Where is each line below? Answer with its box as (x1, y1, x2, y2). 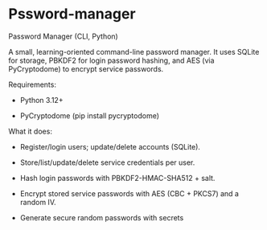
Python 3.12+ (19, 95, 64, 105)
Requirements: (8, 80, 56, 89)
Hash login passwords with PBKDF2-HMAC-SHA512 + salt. (19, 173, 216, 183)
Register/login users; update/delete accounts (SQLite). (19, 142, 201, 151)
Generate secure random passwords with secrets (19, 212, 184, 222)
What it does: (8, 126, 52, 136)
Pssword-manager (8, 5, 136, 23)
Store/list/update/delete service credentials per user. (19, 158, 195, 167)
